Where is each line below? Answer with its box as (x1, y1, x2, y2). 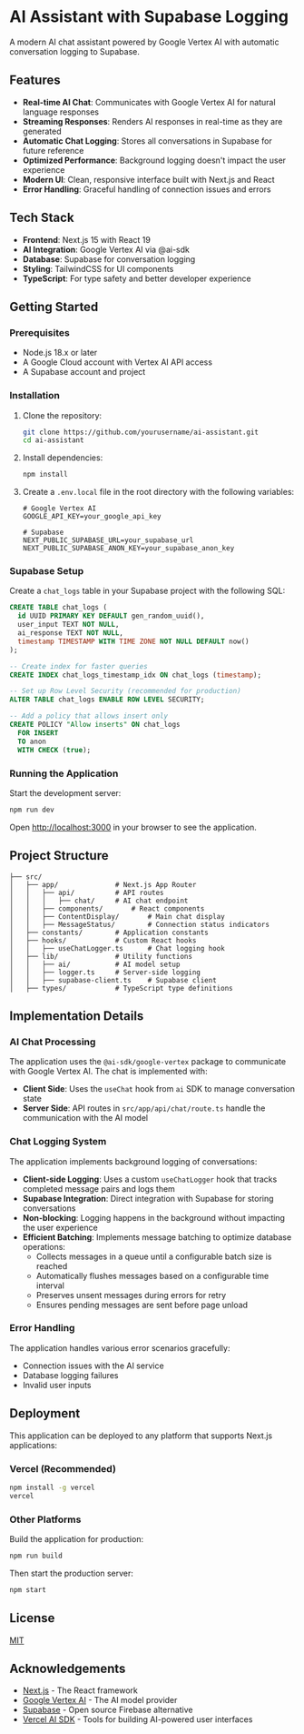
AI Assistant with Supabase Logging (9, 6, 289, 27)
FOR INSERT (17, 728, 59, 738)
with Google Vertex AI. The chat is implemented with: (9, 1066, 208, 1077)
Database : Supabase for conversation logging (22, 253, 196, 265)
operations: (22, 1241, 66, 1252)
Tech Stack (9, 210, 74, 226)
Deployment (9, 1406, 81, 1421)
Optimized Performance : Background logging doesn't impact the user (22, 155, 287, 166)
